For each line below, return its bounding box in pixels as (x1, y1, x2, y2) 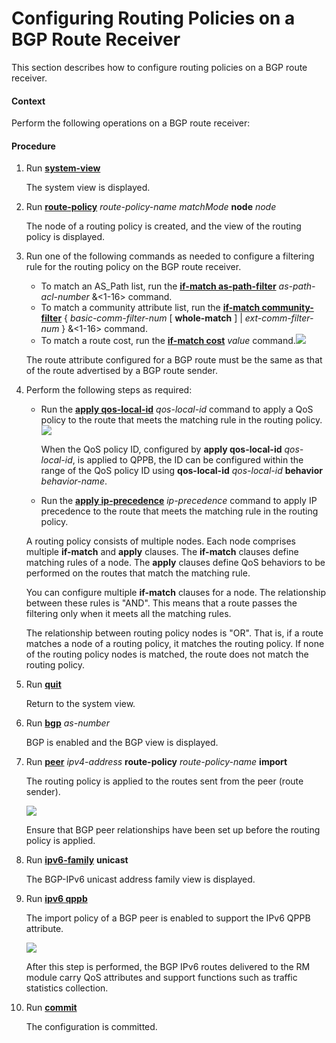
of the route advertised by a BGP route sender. (25, 365, 218, 377)
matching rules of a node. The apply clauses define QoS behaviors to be (25, 557, 326, 569)
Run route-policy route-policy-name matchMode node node (25, 201, 277, 213)
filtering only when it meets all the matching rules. (25, 608, 232, 620)
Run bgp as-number (25, 717, 110, 729)
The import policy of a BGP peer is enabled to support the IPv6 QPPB (25, 912, 311, 924)
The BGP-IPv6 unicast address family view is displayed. (25, 873, 256, 886)
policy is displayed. (25, 231, 106, 243)
